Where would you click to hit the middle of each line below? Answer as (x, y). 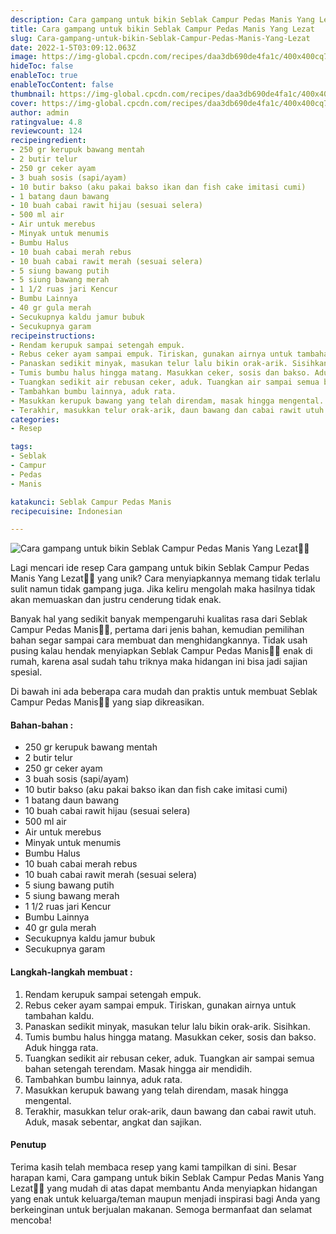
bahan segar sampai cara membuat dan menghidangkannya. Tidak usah (159, 640)
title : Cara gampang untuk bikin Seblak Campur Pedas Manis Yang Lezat (162, 29)
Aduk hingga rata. (61, 1047)
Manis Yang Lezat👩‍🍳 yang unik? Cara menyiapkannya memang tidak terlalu (165, 578)
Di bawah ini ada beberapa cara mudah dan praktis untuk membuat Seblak (164, 692)
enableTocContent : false (62, 85)
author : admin (40, 112)
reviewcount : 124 (46, 131)
